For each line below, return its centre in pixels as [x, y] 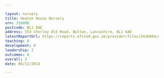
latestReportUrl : [23, 37]
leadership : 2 [20, 50]
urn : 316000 [17, 23]
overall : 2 [16, 59]
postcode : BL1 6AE [24, 27]
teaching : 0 [17, 41]
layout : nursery [21, 14]
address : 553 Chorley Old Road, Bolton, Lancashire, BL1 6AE [69, 32]
